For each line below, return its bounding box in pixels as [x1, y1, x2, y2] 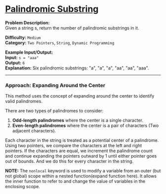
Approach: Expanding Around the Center [5, 82, 105, 89]
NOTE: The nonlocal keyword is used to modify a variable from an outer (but [5, 168, 161, 174]
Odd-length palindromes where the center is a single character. [12, 117, 143, 124]
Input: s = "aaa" [5, 54, 39, 60]
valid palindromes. [5, 98, 43, 104]
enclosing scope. [5, 184, 41, 190]
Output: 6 [5, 60, 25, 65]
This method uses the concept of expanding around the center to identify [5, 93, 155, 99]
